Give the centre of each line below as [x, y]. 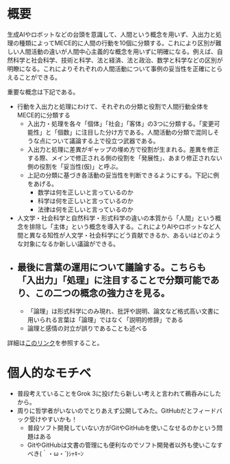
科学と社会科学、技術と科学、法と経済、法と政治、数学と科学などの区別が [118, 60]
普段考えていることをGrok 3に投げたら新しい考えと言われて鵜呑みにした [119, 393]
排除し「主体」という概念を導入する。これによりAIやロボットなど [122, 227]
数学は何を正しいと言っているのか [85, 192]
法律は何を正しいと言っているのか [85, 209]
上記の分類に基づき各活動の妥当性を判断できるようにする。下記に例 [123, 175]
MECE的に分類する [43, 115]
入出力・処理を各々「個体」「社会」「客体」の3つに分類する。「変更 [120, 124]
